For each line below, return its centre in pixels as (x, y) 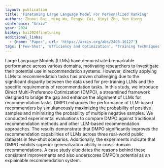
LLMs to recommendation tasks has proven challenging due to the (72, 76)
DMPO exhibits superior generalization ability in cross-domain (68, 144)
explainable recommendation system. (43, 160)
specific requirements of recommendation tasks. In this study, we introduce (82, 86)
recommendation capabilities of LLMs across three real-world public (75, 134)
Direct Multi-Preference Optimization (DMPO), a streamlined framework (78, 92)
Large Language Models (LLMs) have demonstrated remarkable (70, 60)
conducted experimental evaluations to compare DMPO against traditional (80, 118)
